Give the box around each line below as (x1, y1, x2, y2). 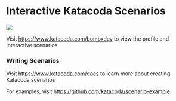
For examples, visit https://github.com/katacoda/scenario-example (6, 88, 170, 95)
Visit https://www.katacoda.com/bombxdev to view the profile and (6, 35, 169, 42)
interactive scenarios (6, 41, 58, 48)
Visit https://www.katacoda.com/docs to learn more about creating (6, 70, 171, 77)
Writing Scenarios (6, 56, 60, 65)
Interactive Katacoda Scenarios (6, 4, 166, 18)
